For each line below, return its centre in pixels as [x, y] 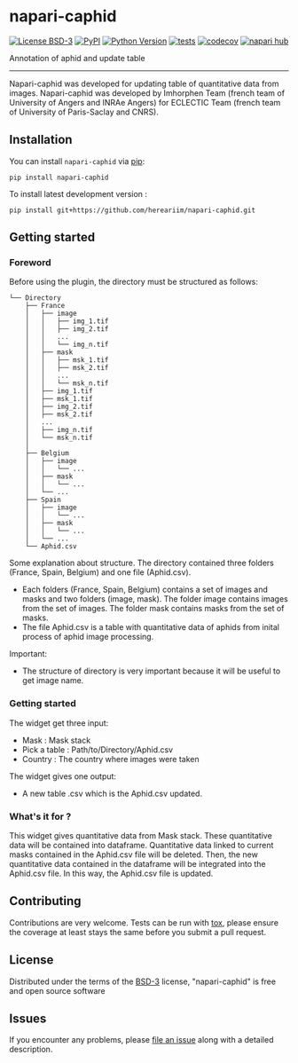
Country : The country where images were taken [110, 759]
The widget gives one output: [63, 776]
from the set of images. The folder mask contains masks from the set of [153, 609]
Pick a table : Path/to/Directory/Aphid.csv [98, 749]
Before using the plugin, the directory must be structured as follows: [134, 282]
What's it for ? [40, 816]
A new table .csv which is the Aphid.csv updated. [112, 793]
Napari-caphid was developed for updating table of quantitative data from [144, 83]
